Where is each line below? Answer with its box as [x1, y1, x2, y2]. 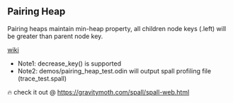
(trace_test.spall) [17, 74, 67, 83]
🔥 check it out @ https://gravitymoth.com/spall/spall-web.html [7, 87, 190, 96]
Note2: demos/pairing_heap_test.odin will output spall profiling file [17, 66, 211, 75]
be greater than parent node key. [7, 32, 103, 40]
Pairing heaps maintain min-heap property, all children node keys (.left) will [7, 24, 227, 32]
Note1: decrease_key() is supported [17, 59, 122, 68]
